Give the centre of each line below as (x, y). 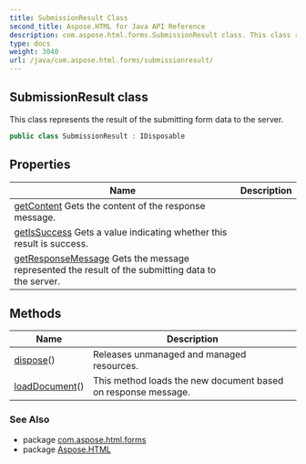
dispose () (35, 360)
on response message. (142, 392)
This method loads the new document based (188, 381)
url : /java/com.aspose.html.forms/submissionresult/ (112, 60)
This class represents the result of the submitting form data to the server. (147, 119)
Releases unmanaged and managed (169, 354)
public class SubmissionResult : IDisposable (97, 136)
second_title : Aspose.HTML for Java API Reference (107, 26)
